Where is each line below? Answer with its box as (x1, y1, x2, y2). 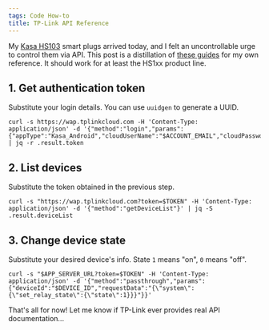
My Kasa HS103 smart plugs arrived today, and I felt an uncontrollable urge (8, 41, 256, 50)
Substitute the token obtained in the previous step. (8, 182, 175, 192)
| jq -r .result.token (8, 139, 84, 147)
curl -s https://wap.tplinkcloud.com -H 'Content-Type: (8, 118, 199, 127)
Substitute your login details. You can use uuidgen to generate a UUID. (8, 103, 239, 112)
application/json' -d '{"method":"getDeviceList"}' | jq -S (8, 205, 214, 213)
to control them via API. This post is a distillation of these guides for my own (8, 50, 259, 59)
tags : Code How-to (8, 11, 70, 20)
